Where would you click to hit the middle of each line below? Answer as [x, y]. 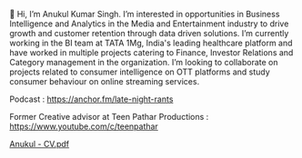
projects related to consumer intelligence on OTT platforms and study [140, 72]
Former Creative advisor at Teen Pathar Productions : [109, 117]
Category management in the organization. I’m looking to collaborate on [144, 62]
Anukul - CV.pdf [40, 144]
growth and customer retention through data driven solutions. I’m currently [149, 33]
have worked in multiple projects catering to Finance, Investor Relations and [151, 53]
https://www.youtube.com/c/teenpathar [84, 126]
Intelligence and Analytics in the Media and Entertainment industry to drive [149, 24]
